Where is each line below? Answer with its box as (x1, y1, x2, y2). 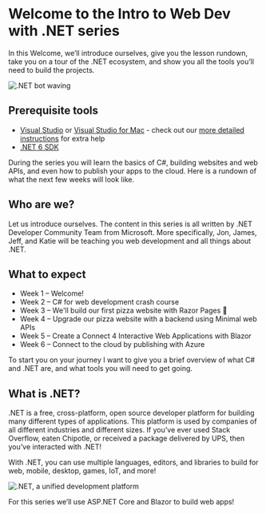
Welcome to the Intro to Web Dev (8, 5, 231, 23)
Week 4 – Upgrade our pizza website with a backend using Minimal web (19, 314, 257, 324)
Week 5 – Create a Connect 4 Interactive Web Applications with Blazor (19, 331, 252, 341)
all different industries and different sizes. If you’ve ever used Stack (8, 425, 231, 435)
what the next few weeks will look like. (8, 174, 134, 184)
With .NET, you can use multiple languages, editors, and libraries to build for (8, 457, 259, 468)
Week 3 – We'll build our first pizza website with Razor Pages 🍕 (19, 305, 228, 316)
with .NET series (8, 22, 120, 40)
